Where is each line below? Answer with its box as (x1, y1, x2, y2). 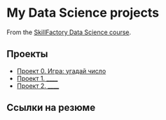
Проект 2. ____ (16, 82, 60, 90)
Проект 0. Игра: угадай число (16, 66, 106, 75)
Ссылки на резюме (6, 102, 96, 114)
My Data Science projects (6, 5, 159, 21)
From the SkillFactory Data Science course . (6, 28, 132, 36)
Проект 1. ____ (16, 74, 58, 82)
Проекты (6, 48, 48, 60)
